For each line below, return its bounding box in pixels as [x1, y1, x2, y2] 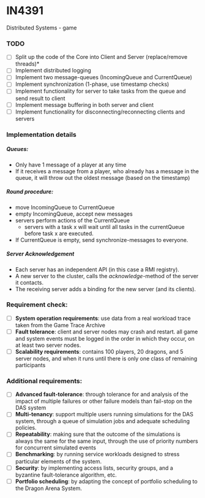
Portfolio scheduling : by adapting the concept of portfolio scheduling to [15, 477, 198, 485]
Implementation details [6, 130, 76, 139]
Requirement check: [6, 300, 69, 309]
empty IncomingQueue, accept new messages [15, 210, 133, 217]
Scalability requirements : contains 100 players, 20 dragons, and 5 [15, 348, 184, 355]
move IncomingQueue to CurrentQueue [15, 203, 115, 211]
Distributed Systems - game [6, 24, 77, 31]
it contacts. [15, 279, 44, 286]
